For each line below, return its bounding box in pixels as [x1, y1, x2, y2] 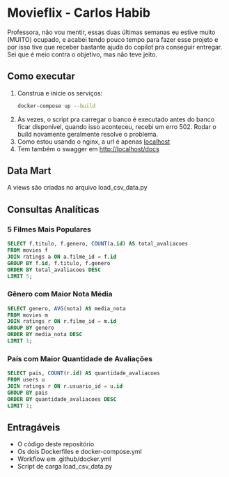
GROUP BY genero [7, 324, 54, 332]
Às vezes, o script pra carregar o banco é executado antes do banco [17, 115, 214, 123]
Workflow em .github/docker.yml [17, 455, 111, 463]
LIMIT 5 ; [7, 273, 33, 280]
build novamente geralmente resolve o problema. [17, 130, 159, 138]
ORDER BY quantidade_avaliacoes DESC [7, 395, 117, 402]
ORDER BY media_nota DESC [7, 331, 82, 338]
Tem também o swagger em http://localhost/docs [17, 144, 160, 153]
